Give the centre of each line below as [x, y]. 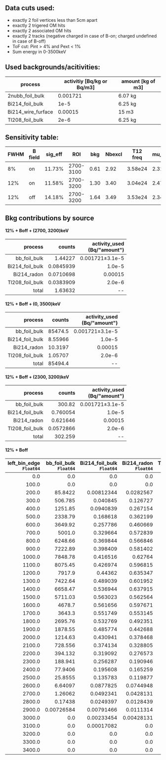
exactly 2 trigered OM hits [39, 25]
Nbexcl [114, 154]
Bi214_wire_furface [30, 112]
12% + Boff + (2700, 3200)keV [37, 231]
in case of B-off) [29, 41]
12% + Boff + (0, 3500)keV [33, 304]
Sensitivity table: [32, 137]
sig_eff [54, 154]
